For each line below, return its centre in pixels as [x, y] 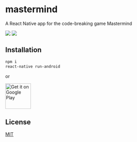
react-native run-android [33, 66]
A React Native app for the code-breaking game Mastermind [69, 23]
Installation [23, 50]
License [18, 122]
